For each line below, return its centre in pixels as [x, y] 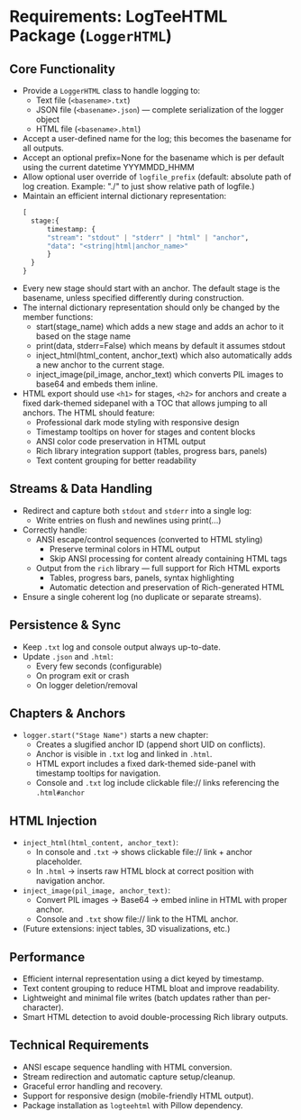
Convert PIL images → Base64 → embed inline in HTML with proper [161, 900]
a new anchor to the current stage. [100, 365]
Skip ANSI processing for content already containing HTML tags [168, 558]
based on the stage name [83, 336]
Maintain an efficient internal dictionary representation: [124, 196]
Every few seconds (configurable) [99, 666]
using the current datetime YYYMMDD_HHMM [109, 167]
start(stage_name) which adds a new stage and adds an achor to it [160, 327]
